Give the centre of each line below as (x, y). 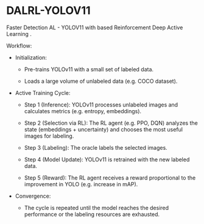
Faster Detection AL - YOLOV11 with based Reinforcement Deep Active (95, 27)
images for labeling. (49, 136)
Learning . (19, 33)
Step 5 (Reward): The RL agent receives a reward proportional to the (110, 178)
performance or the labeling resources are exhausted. (92, 214)
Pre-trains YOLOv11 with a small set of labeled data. (89, 69)
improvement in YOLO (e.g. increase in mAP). (81, 184)
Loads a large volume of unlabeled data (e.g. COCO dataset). (101, 81)
